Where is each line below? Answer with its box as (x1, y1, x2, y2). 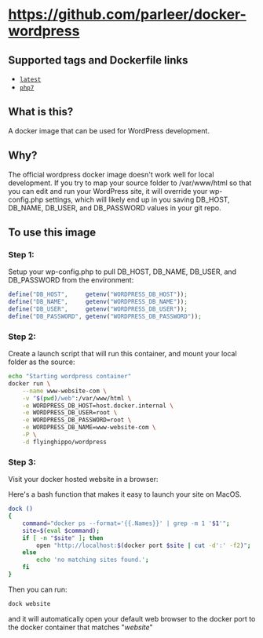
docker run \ (8, 379, 51, 388)
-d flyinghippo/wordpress (22, 438, 108, 446)
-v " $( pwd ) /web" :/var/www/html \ (22, 394, 132, 402)
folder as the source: (8, 357, 75, 366)
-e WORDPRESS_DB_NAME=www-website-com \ (22, 424, 156, 432)
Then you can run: (8, 585, 68, 594)
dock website (8, 600, 51, 607)
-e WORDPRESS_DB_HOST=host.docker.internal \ (22, 402, 174, 410)
